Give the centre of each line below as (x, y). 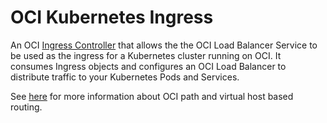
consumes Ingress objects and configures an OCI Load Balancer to (148, 66)
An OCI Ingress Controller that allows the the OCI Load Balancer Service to (164, 45)
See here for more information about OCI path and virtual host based (152, 96)
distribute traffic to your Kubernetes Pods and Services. (125, 77)
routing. (26, 107)
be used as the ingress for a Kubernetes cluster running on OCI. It (146, 55)
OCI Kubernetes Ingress (112, 17)
